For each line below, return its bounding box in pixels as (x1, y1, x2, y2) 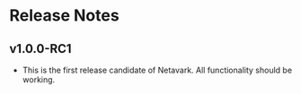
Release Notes (9, 5, 120, 26)
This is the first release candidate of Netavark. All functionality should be (22, 64, 293, 75)
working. (22, 74, 56, 85)
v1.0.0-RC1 (9, 41, 72, 56)
